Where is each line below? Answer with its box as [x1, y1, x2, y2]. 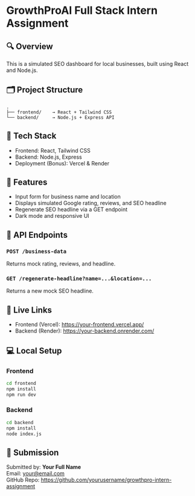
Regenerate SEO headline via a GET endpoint [14, 206, 128, 213]
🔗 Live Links [6, 305, 53, 315]
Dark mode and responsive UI [14, 212, 89, 220]
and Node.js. [6, 67, 38, 74]
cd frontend [6, 380, 36, 386]
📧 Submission [6, 447, 59, 457]
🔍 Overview [6, 41, 53, 51]
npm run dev [6, 392, 36, 398]
